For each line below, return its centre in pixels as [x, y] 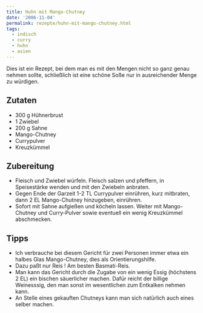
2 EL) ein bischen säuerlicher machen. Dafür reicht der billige [92, 278]
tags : [13, 29]
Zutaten [22, 100]
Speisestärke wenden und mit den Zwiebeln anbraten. [82, 187]
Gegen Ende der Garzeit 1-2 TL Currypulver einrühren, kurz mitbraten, [102, 194]
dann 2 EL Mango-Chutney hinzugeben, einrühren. [78, 200]
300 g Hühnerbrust [39, 115]
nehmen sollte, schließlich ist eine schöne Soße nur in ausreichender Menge [101, 75]
